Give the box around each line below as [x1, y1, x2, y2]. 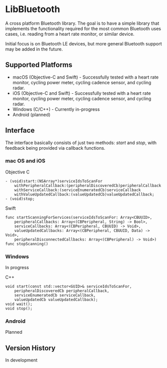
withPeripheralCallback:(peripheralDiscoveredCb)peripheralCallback [14, 183, 161, 188]
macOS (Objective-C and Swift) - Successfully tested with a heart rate [12, 74, 159, 80]
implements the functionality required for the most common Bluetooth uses [5, 25, 161, 31]
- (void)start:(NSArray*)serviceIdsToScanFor [5, 178, 102, 183]
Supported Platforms [5, 60, 73, 69]
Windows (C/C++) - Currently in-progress [12, 106, 100, 112]
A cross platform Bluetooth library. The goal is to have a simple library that [5, 20, 159, 26]
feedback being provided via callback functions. [5, 145, 105, 151]
